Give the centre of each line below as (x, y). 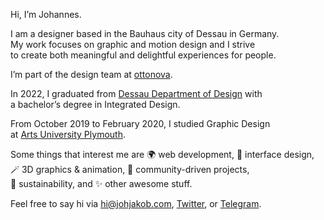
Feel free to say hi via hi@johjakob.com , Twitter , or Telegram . (136, 203)
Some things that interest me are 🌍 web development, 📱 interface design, (162, 154)
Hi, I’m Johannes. (46, 14)
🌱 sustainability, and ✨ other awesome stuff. (101, 183)
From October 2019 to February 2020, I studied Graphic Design (140, 123)
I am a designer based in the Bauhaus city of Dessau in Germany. (145, 33)
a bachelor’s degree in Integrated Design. (95, 104)
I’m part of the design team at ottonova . (91, 74)
